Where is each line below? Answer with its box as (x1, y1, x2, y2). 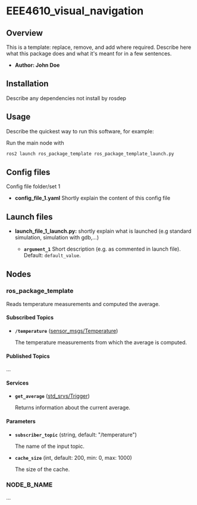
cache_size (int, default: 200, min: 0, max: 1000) (14, 454, 132, 461)
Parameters (6, 418, 36, 425)
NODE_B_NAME (6, 481, 53, 489)
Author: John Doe (14, 61, 60, 68)
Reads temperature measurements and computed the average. (6, 300, 160, 307)
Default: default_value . (23, 252, 82, 259)
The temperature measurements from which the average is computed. (14, 339, 187, 346)
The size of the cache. (14, 466, 70, 473)
